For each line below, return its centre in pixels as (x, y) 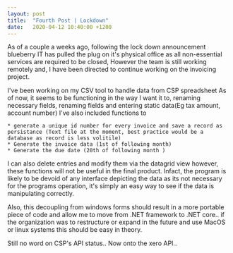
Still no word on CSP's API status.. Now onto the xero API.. (92, 243)
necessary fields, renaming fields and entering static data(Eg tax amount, (114, 106)
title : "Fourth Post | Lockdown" (58, 20)
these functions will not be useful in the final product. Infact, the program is (117, 171)
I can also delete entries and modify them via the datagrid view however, (113, 163)
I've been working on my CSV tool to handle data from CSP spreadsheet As (117, 91)
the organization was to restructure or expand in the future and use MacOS (116, 222)
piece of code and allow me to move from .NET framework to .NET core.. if (116, 215)
